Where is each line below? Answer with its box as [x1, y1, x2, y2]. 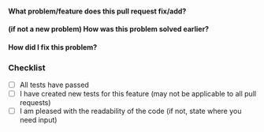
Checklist [8, 62, 46, 73]
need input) [19, 115, 58, 125]
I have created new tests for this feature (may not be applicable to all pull [19, 89, 257, 99]
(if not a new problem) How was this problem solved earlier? [8, 25, 210, 34]
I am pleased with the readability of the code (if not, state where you [19, 107, 242, 116]
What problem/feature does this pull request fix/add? [8, 6, 187, 16]
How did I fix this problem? [8, 42, 98, 51]
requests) [19, 98, 51, 107]
